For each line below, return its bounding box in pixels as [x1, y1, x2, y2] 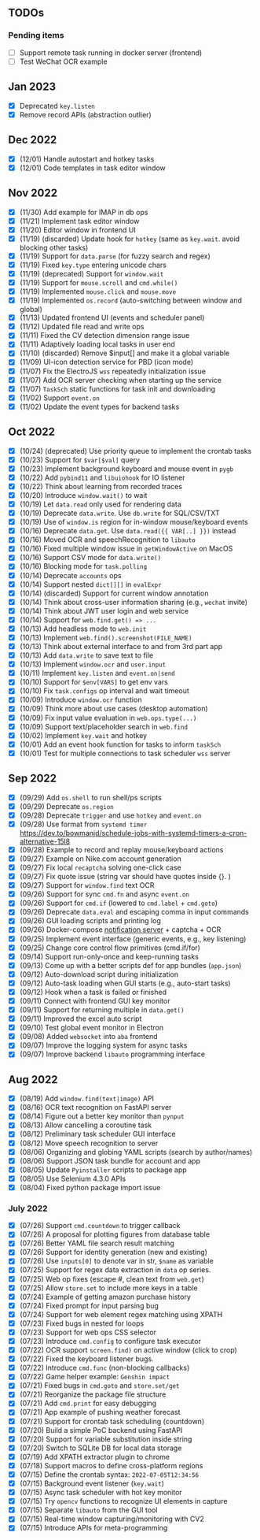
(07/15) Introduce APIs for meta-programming [19, 1523, 168, 1533]
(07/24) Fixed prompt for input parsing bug [19, 1301, 159, 1310]
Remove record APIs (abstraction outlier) [19, 109, 152, 119]
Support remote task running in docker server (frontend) [19, 47, 203, 58]
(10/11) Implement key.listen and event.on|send [19, 669, 175, 678]
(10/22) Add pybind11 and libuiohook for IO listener [19, 473, 185, 482]
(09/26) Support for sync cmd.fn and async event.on [19, 889, 190, 899]
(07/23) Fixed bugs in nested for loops [19, 1319, 145, 1328]
